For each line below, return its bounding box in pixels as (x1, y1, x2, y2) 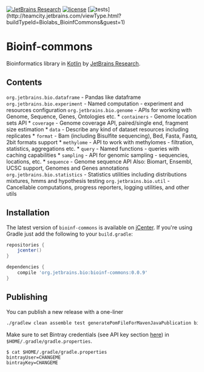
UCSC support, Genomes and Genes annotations (6, 164, 129, 171)
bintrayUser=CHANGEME (6, 354, 61, 360)
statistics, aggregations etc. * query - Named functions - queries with (6, 145, 180, 152)
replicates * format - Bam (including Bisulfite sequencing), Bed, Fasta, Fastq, (6, 132, 198, 139)
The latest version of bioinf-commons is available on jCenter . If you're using (6, 224, 193, 231)
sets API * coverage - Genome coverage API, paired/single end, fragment (6, 119, 188, 127)
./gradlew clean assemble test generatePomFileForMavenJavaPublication (6, 320, 191, 326)
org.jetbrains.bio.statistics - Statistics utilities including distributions (6, 170, 187, 178)
